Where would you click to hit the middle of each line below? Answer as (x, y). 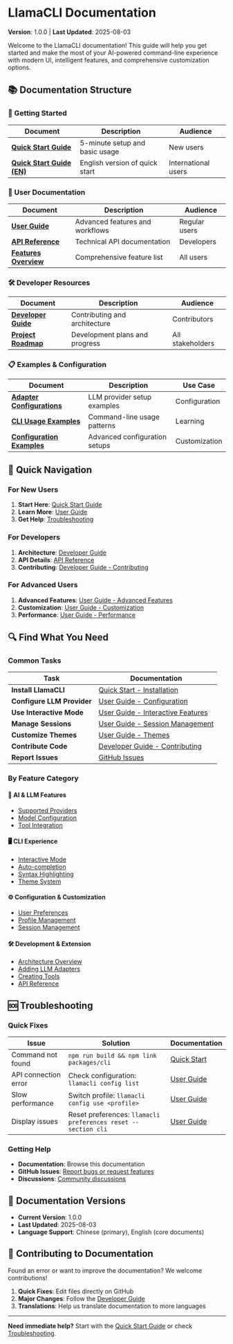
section (81, 1129)
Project (24, 335)
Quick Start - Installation (139, 690)
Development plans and (109, 335)
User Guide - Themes (134, 735)
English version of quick (119, 163)
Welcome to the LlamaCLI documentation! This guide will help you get (107, 45)
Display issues (35, 1121)
